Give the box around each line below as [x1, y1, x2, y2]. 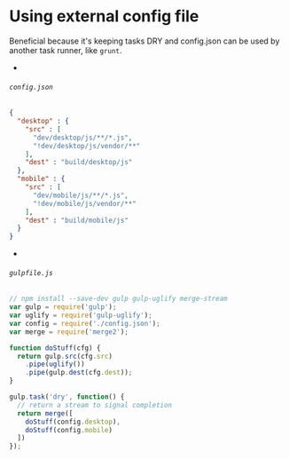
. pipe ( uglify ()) [25, 360, 86, 369]
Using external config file [9, 6, 199, 27]
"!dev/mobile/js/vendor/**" [32, 199, 137, 208]
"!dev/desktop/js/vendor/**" [32, 141, 141, 150]
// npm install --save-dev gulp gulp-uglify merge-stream [9, 295, 228, 304]
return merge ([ [17, 408, 74, 418]
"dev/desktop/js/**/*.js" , [32, 133, 133, 142]
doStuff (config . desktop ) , [25, 417, 121, 426]
